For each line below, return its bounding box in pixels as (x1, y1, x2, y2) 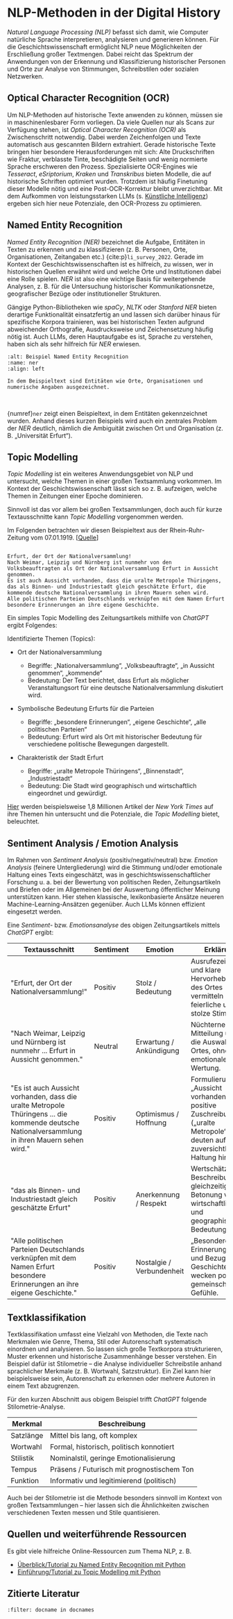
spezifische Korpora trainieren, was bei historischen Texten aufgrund (7, 317, 205, 326)
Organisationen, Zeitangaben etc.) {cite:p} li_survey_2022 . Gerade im (7, 252, 204, 261)
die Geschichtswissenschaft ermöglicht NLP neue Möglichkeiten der (7, 42, 202, 51)
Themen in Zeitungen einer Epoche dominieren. (7, 492, 144, 501)
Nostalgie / (135, 1258, 171, 1268)
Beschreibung (98, 1419, 146, 1428)
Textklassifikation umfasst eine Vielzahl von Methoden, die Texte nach (7, 1330, 208, 1338)
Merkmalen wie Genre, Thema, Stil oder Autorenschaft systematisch (7, 1338, 202, 1345)
